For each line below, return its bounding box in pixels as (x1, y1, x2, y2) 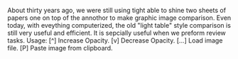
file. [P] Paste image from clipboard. (7, 44, 113, 52)
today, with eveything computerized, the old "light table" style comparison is (7, 21, 231, 29)
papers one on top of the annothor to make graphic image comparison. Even (7, 14, 232, 22)
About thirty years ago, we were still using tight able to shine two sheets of (7, 6, 226, 14)
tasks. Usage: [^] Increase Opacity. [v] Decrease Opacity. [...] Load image (7, 36, 223, 45)
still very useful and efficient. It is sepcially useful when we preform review (7, 28, 226, 37)
